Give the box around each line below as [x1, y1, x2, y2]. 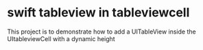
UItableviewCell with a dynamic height [7, 34, 115, 42]
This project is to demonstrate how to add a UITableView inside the [7, 27, 197, 36]
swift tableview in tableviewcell [7, 5, 190, 21]
